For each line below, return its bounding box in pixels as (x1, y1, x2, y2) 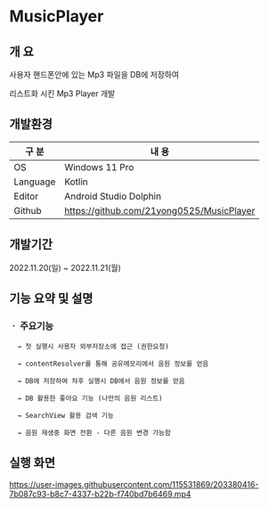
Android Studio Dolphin (63, 190, 162, 202)
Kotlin (63, 176, 89, 188)
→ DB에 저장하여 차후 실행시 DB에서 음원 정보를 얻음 (17, 377, 185, 386)
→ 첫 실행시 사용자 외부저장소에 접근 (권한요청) (17, 342, 169, 351)
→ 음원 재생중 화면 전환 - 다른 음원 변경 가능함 (17, 429, 171, 438)
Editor (13, 190, 38, 202)
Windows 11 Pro (63, 160, 134, 173)
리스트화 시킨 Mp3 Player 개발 (9, 88, 116, 99)
